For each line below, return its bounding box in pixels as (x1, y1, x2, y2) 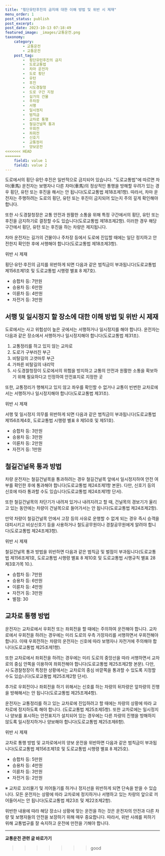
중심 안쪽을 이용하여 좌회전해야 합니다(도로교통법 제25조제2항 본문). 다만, (14, 661, 155, 667)
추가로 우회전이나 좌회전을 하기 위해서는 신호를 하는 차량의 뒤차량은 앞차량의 (5, 683, 151, 689)
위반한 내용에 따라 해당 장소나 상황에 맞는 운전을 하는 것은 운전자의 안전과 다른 (5, 808, 155, 814)
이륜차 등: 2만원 (12, 440, 43, 446)
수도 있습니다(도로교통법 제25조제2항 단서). (5, 673, 88, 679)
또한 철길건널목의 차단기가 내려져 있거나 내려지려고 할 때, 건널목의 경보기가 (5, 499, 148, 505)
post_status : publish (5, 16, 50, 21)
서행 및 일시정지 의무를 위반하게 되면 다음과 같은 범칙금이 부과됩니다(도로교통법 (5, 411, 156, 417)
